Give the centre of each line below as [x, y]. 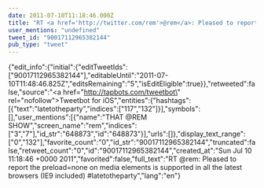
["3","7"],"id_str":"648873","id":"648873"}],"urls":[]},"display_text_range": [127, 134]
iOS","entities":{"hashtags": [147, 101]
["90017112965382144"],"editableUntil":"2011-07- [88, 76]
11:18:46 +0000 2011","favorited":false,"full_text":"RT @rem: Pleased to [123, 159]
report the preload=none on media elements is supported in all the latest [125, 168]
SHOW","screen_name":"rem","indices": [73, 126]
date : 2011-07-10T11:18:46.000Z [61, 15]
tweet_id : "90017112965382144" [59, 37]
